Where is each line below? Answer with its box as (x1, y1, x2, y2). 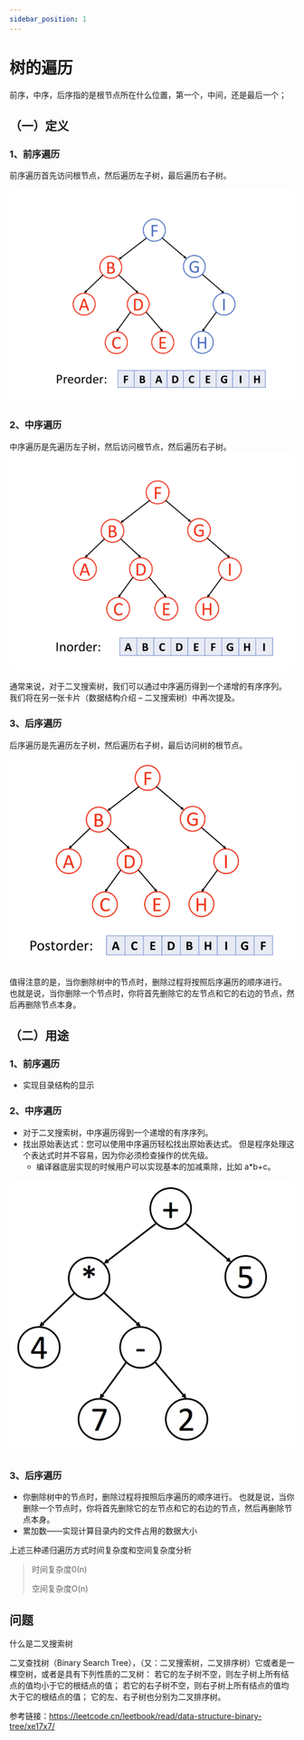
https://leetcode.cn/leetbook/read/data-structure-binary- (49, 1711, 262, 1722)
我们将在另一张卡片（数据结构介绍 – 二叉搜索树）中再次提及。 (9, 692, 240, 703)
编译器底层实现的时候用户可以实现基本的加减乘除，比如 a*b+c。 (35, 1161, 276, 1172)
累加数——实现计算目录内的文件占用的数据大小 (22, 1525, 197, 1536)
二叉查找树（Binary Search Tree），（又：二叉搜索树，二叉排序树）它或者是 (9, 1658, 287, 1668)
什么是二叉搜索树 (9, 1638, 73, 1649)
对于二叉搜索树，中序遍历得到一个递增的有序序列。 (22, 1126, 214, 1137)
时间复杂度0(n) (31, 1564, 88, 1575)
